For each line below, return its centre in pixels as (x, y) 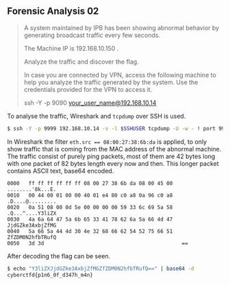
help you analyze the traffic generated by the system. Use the (111, 82)
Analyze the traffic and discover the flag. (81, 62)
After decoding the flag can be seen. (59, 256)
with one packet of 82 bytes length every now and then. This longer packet (113, 163)
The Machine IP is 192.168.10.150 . (71, 48)
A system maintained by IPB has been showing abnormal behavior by (122, 27)
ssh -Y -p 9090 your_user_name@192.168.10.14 (90, 103)
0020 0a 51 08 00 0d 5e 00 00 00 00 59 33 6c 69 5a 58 (90, 207)
